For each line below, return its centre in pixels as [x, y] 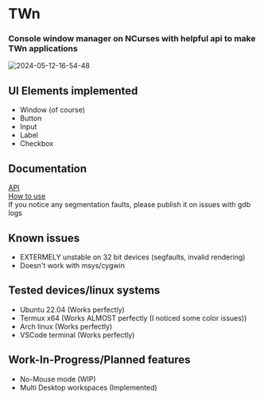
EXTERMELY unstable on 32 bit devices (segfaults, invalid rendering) [132, 257]
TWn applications [43, 48]
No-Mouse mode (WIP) [58, 379]
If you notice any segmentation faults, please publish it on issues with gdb [130, 205]
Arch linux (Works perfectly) [66, 326]
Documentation [48, 169]
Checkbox [37, 144]
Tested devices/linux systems [84, 290]
